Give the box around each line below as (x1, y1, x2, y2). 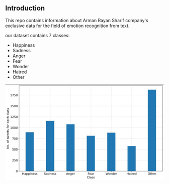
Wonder (12, 63, 29, 69)
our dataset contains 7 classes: (5, 32, 70, 38)
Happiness (12, 42, 35, 48)
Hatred (12, 69, 27, 75)
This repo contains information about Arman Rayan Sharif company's (5, 17, 148, 23)
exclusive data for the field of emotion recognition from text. (5, 23, 130, 29)
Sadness (12, 47, 31, 53)
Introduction (5, 4, 45, 13)
